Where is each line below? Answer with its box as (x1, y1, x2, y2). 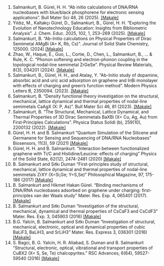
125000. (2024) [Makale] (12, 46, 63, 52)
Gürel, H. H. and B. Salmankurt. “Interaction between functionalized (12, 145, 149, 151)
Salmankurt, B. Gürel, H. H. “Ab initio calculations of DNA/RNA (12, 4, 138, 10)
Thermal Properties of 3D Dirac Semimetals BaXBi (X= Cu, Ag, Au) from (12, 114, 158, 120)
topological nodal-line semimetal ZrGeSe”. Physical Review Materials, (12, 62, 153, 67)
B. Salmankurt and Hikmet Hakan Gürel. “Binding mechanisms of (12, 182, 144, 188)
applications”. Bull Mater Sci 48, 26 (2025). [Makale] (12, 15, 119, 20)
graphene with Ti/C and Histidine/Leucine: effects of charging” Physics (12, 151, 157, 157)
